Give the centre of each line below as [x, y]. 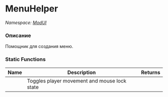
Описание [18, 35]
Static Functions [25, 59]
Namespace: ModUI [26, 22]
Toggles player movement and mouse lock [76, 80]
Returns [150, 72]
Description [81, 72]
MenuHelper [32, 9]
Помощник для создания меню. [39, 46]
